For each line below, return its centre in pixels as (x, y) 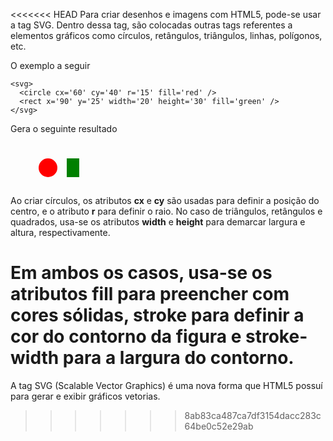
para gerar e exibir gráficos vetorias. (85, 396)
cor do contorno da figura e (126, 336)
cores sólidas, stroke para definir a (157, 315)
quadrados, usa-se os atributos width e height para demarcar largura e (158, 222)
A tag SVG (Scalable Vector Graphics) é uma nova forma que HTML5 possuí (166, 385)
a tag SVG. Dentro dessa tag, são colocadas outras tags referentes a (151, 25)
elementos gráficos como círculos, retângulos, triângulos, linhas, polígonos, (166, 35)
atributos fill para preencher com (150, 294)
